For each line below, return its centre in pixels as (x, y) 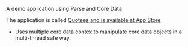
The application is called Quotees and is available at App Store (83, 20)
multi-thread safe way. (43, 38)
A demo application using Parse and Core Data (64, 9)
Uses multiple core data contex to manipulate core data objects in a (98, 32)
